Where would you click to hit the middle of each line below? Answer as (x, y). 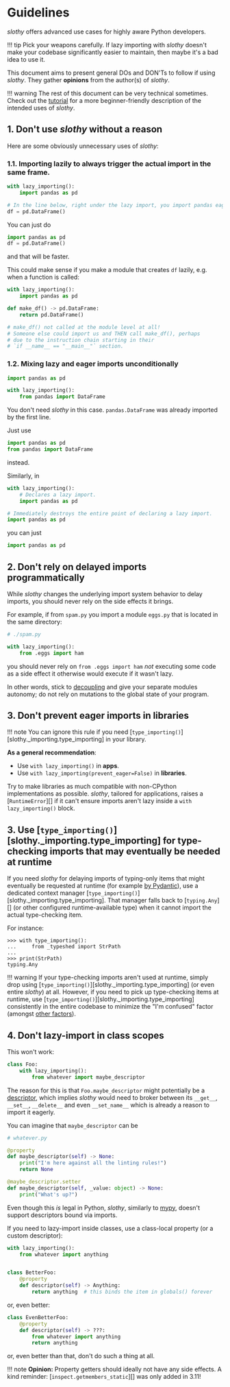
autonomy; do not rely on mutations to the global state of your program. (108, 694)
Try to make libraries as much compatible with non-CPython (92, 787)
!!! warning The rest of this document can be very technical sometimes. (108, 93)
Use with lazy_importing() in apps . (68, 766)
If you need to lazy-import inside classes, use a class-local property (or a (110, 1228)
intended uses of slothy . (41, 108)
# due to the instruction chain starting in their (81, 340)
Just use (20, 430)
